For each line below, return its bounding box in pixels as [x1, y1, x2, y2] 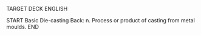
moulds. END [6, 24, 39, 30]
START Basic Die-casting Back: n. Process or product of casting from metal [6, 17, 196, 24]
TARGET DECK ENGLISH [6, 5, 68, 12]
